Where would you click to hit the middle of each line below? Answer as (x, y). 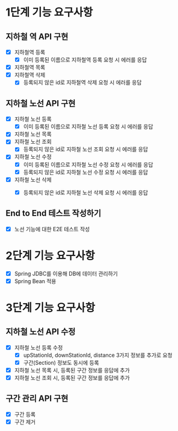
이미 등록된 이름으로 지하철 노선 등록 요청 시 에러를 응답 (88, 127)
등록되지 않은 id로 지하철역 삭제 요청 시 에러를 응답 (82, 83)
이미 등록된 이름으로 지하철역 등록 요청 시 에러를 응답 (85, 60)
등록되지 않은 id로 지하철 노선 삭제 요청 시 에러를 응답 (86, 192)
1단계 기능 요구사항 (49, 12)
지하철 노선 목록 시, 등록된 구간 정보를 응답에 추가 (72, 370)
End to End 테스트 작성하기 (54, 213)
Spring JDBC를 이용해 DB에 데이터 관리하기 (66, 273)
